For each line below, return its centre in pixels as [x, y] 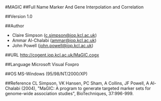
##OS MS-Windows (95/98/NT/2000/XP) [46, 74]
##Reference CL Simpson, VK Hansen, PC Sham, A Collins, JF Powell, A [77, 83]
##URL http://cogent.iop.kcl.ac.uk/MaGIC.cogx [52, 55]
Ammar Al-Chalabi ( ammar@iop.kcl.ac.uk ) [54, 40]
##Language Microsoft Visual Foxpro [42, 64]
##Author [15, 26]
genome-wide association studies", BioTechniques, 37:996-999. [69, 93]
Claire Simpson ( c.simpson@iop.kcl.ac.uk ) [54, 35]
